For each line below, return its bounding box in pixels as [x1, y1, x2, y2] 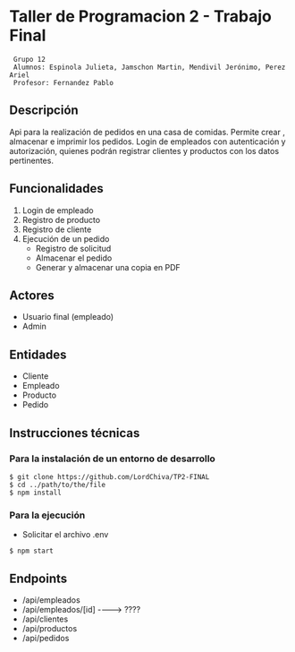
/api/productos [21, 622, 78, 633]
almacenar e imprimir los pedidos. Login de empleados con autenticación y [9, 136, 286, 147]
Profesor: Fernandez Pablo [13, 78, 114, 87]
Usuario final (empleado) [21, 312, 114, 322]
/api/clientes [21, 613, 69, 624]
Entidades [9, 347, 67, 362]
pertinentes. [9, 155, 54, 166]
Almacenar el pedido [35, 253, 113, 263]
